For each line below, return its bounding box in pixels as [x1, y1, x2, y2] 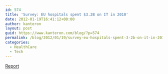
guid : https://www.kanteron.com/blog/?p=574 [5, 30, 99, 35]
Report [5, 63, 19, 69]
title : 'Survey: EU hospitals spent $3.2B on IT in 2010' [5, 12, 128, 17]
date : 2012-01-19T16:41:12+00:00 [5, 16, 75, 21]
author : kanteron [5, 21, 41, 26]
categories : [5, 40, 30, 45]
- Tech [9, 49, 23, 54]
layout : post [5, 26, 32, 31]
